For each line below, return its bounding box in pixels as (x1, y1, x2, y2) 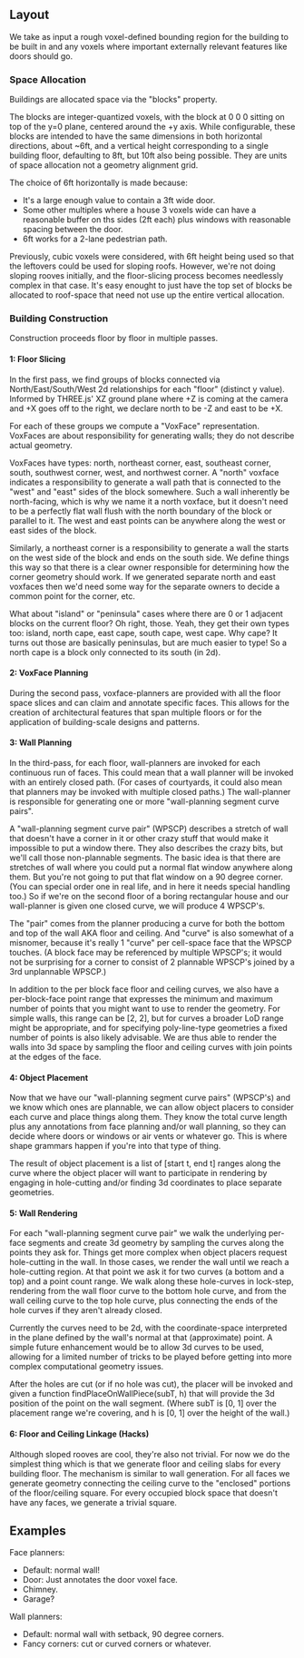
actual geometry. (9, 439, 73, 450)
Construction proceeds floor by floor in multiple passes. (9, 333, 219, 344)
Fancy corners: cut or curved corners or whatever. (22, 1638, 211, 1650)
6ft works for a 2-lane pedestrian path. (22, 233, 168, 244)
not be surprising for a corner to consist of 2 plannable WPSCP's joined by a (9, 957, 295, 967)
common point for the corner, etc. (9, 590, 136, 602)
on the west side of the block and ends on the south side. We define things (9, 552, 289, 563)
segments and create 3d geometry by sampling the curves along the (27, 1238, 284, 1249)
